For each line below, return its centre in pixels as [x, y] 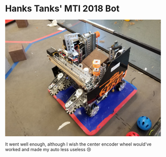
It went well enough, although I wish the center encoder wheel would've [78, 144]
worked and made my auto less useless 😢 [48, 149]
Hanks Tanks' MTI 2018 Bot [62, 9]
